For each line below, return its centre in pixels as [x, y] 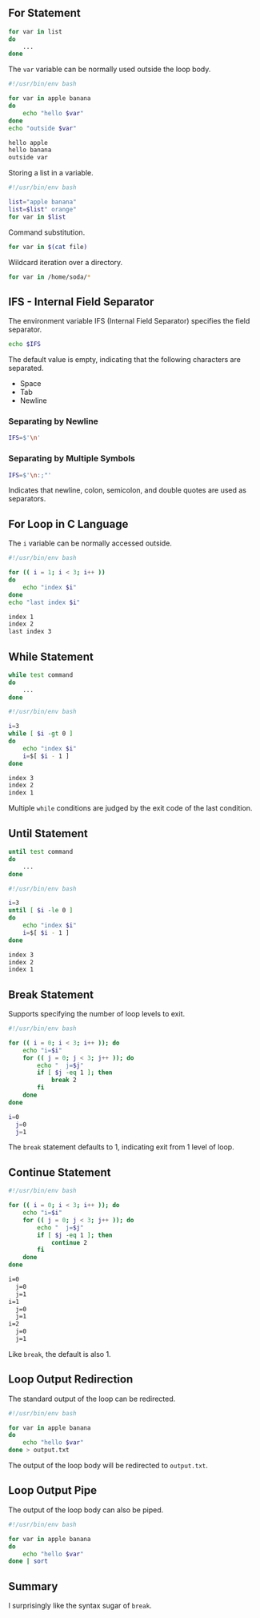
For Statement [45, 13]
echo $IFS [25, 344]
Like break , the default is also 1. [60, 1354]
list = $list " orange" [43, 209]
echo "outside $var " [43, 128]
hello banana [30, 150]
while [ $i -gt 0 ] [41, 734]
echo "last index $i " [44, 602]
